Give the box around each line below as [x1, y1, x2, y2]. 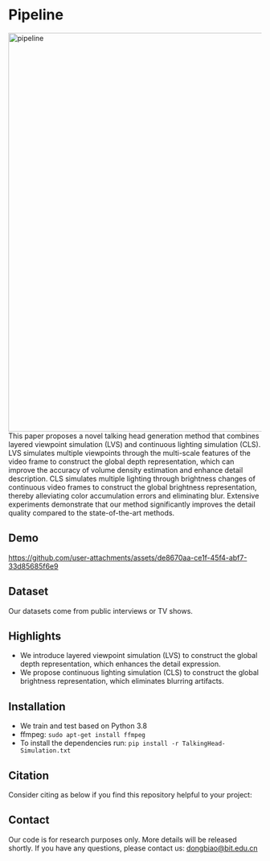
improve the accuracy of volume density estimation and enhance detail [8, 465, 243, 474]
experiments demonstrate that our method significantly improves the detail [8, 499, 256, 509]
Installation [8, 699, 66, 714]
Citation [8, 768, 50, 782]
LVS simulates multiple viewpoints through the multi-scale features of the [8, 448, 251, 457]
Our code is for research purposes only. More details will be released [8, 834, 237, 844]
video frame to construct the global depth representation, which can [8, 457, 235, 466]
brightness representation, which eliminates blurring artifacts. [19, 677, 225, 686]
